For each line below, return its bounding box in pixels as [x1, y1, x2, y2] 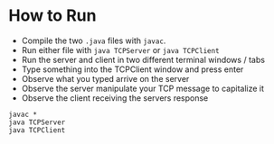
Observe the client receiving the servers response [21, 92, 209, 103]
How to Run [8, 5, 97, 26]
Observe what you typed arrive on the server [21, 73, 190, 84]
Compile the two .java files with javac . [21, 35, 166, 46]
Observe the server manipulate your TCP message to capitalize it [21, 83, 264, 94]
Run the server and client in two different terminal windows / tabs [21, 54, 266, 65]
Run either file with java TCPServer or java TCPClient [21, 44, 220, 55]
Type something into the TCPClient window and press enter [21, 64, 244, 75]
